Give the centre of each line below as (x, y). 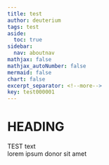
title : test (25, 14)
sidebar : (20, 46)
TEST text (22, 146)
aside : (17, 33)
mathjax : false (30, 60)
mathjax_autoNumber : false (47, 66)
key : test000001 (31, 92)
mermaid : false (30, 72)
